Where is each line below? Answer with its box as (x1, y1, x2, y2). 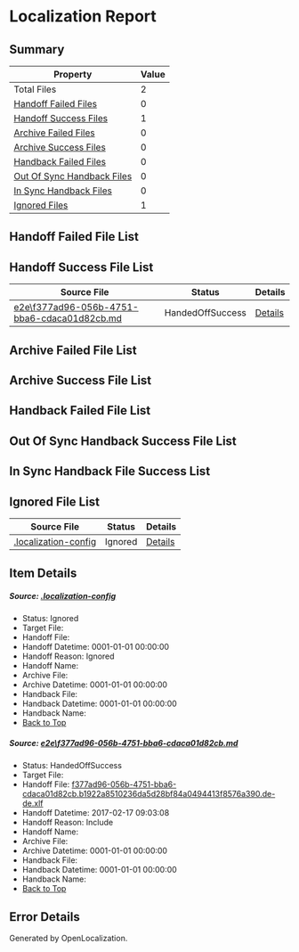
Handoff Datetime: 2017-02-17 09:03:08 (21, 808, 170, 818)
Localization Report (9, 6, 158, 27)
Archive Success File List (9, 373, 152, 388)
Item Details (9, 566, 77, 581)
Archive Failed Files (13, 127, 95, 139)
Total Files (13, 83, 57, 95)
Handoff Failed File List (9, 229, 140, 244)
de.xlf (21, 798, 44, 808)
